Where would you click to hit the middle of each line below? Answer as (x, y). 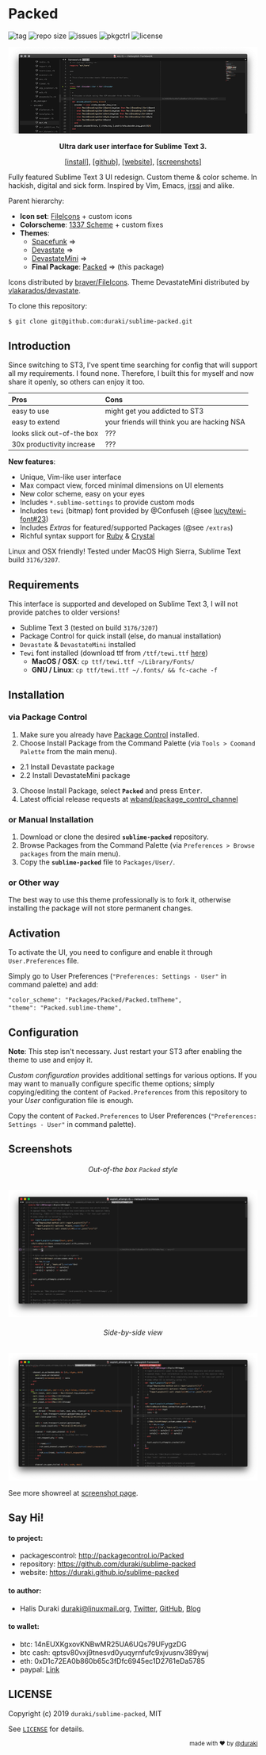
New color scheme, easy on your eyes (82, 494)
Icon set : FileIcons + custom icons (76, 216)
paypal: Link (40, 1669)
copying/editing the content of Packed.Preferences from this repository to (128, 1092)
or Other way (34, 883)
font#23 (32, 519)
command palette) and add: (53, 985)
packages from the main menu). (70, 854)
